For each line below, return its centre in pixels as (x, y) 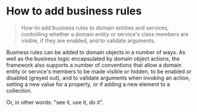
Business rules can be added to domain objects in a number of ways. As (96, 52)
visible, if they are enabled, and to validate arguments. (88, 40)
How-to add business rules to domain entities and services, (95, 28)
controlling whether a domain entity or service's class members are (105, 34)
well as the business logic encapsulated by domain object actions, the (93, 58)
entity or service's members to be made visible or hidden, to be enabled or (99, 71)
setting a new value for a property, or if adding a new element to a (88, 84)
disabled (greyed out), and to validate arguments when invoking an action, (98, 78)
